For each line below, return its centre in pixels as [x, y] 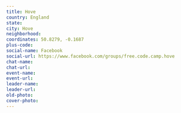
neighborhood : [24, 34]
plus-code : [20, 45]
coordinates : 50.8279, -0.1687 [45, 39]
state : [14, 23]
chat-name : [20, 62]
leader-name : [22, 84]
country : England [28, 17]
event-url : [20, 78]
